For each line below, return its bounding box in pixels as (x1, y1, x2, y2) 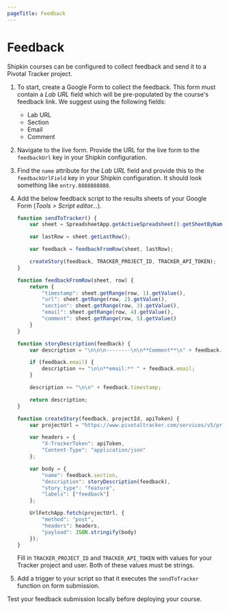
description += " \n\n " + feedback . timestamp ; (29, 385, 162, 391)
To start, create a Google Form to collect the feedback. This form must (16, 83, 216, 91)
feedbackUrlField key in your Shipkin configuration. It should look (16, 173, 202, 182)
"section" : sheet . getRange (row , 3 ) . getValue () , (42, 302, 180, 309)
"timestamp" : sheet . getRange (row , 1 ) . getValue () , (42, 289, 186, 297)
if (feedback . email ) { (29, 359, 94, 366)
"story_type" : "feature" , (42, 485, 116, 491)
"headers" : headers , (42, 522, 100, 529)
